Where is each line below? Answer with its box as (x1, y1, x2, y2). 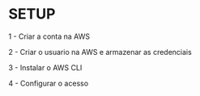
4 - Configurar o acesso (8, 78, 89, 88)
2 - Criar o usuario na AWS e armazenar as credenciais (8, 47, 192, 56)
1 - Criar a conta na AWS (8, 31, 91, 41)
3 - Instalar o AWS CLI (8, 62, 83, 73)
